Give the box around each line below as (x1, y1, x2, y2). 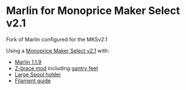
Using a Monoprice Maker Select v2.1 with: (6, 47, 110, 54)
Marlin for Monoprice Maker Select (6, 4, 181, 18)
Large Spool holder (14, 71, 62, 78)
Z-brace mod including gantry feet (14, 64, 98, 71)
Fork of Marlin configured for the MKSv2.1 (6, 36, 108, 43)
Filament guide (14, 77, 51, 84)
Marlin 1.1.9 (14, 58, 42, 65)
